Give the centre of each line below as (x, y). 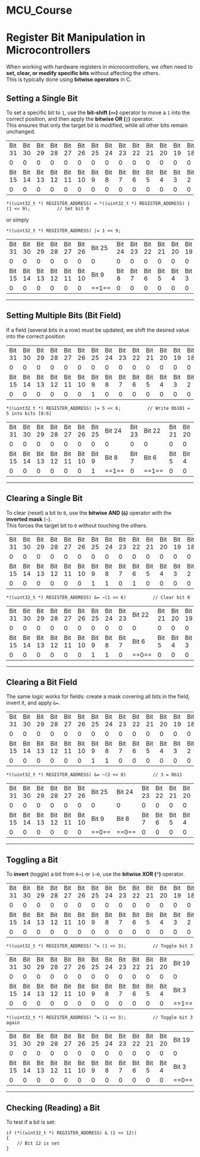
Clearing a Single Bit (45, 498)
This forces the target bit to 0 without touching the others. (77, 525)
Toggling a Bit (32, 859)
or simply (18, 220)
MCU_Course (39, 10)
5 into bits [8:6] (29, 413)
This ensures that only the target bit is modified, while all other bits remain (97, 125)
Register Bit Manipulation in (76, 38)
